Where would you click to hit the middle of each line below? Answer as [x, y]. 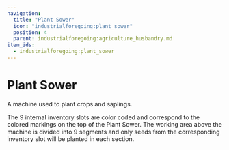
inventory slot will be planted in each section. [71, 139]
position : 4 [30, 32]
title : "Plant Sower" [44, 20]
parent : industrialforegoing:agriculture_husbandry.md [93, 39]
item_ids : [21, 45]
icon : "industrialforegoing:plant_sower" [73, 26]
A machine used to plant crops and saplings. [70, 104]
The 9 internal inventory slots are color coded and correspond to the [104, 117]
